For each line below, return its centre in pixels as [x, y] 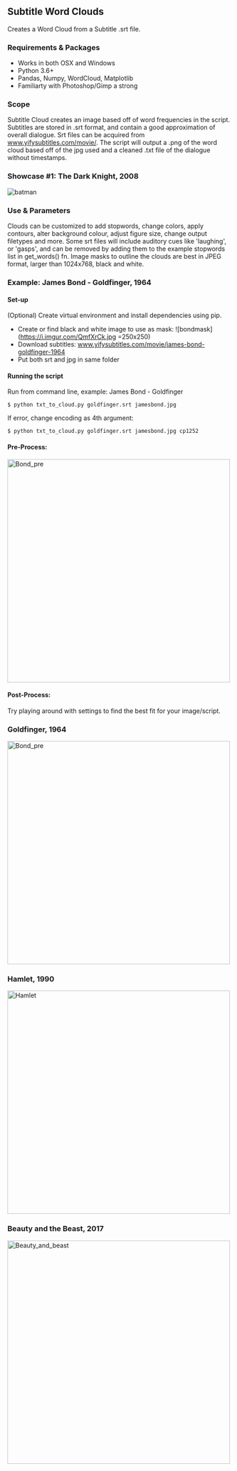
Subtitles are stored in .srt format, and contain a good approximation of [111, 127]
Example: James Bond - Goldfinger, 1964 [79, 282]
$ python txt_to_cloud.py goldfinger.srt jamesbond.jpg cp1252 [103, 432]
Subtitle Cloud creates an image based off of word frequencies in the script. [118, 120]
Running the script [36, 376]
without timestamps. [37, 158]
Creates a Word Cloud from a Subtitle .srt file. [74, 29]
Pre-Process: [27, 447]
